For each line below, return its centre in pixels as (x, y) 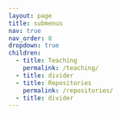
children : (25, 53)
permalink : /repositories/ (68, 90)
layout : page (30, 16)
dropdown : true (34, 46)
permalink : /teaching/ (61, 68)
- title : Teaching (47, 61)
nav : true (25, 31)
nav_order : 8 (30, 38)
